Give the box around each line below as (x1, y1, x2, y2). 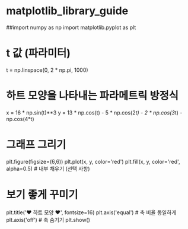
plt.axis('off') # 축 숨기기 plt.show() (6, 216, 91, 223)
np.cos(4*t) (6, 115, 34, 122)
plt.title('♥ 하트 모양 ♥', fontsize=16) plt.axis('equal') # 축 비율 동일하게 (6, 209, 177, 216)
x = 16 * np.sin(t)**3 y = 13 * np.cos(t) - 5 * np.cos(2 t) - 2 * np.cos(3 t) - (6, 109, 183, 116)
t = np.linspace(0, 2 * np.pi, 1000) (6, 66, 88, 74)
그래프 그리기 (6, 138, 66, 151)
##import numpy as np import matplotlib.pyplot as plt (6, 24, 136, 31)
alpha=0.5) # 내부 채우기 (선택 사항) (6, 165, 90, 172)
